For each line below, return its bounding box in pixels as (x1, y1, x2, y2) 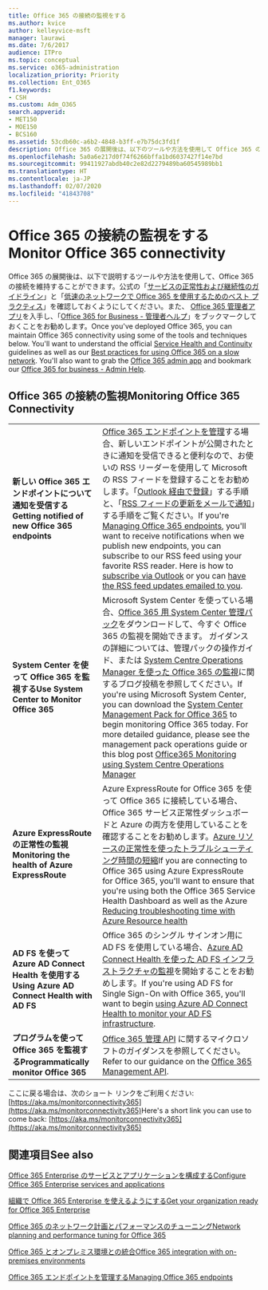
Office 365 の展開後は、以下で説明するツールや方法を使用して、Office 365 (8, 271, 254, 281)
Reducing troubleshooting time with (102, 905, 235, 917)
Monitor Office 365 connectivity (8, 244, 226, 262)
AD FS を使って (12, 948, 70, 959)
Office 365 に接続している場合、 (119, 795, 242, 807)
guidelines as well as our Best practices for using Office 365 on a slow (8, 347, 239, 357)
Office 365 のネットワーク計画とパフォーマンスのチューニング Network (8, 1221, 241, 1231)
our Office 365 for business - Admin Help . (8, 364, 146, 373)
